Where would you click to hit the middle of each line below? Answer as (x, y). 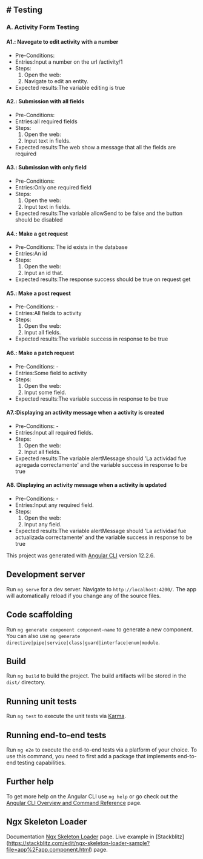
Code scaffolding (39, 615)
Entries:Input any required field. (54, 505)
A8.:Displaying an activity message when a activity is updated (86, 485)
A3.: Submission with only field (46, 168)
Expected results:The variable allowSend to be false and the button (99, 213)
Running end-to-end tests (56, 735)
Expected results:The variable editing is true (70, 87)
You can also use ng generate (43, 636)
